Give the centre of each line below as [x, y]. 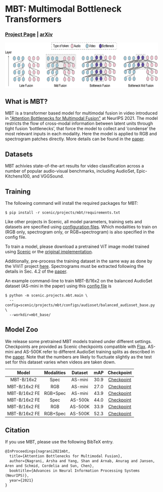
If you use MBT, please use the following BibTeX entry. [59, 442]
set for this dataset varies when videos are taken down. [60, 362]
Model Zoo [22, 330]
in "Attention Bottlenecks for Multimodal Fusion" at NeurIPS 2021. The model [81, 118]
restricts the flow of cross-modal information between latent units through [79, 123]
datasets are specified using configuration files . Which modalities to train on [81, 227]
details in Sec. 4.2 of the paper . [36, 271]
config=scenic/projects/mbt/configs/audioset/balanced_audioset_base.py [80, 305]
